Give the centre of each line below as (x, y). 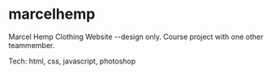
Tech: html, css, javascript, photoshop (72, 61)
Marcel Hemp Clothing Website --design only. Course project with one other (136, 37)
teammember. (32, 45)
